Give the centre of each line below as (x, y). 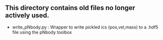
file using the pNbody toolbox (42, 32)
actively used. (27, 16)
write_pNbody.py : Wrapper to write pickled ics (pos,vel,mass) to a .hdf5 (85, 27)
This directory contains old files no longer (70, 8)
